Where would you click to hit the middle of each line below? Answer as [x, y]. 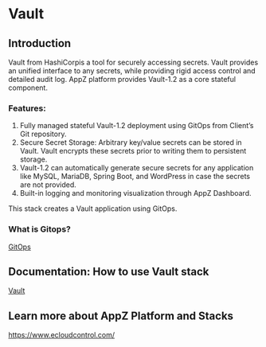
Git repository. [43, 134]
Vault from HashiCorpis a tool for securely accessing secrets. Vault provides [133, 62]
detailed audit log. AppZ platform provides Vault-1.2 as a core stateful [122, 79]
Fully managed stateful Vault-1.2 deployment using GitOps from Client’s [137, 126]
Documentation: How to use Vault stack [109, 271]
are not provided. [48, 185]
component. [28, 88]
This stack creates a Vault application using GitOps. [93, 209]
